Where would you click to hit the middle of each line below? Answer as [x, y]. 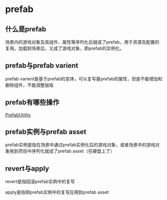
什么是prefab [26, 29]
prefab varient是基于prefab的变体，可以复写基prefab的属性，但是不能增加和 [84, 78]
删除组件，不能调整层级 [29, 85]
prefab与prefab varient [42, 66]
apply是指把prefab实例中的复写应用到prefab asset [57, 192]
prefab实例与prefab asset [46, 132]
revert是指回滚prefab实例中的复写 [40, 181]
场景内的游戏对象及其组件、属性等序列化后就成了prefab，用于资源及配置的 [82, 42]
